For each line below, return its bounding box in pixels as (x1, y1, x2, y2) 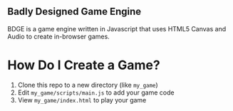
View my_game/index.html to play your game (17, 95, 147, 104)
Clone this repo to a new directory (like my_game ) (17, 80, 158, 89)
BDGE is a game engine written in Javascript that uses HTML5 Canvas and (7, 24, 227, 33)
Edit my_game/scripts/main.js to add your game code (17, 88, 175, 97)
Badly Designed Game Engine (7, 6, 142, 18)
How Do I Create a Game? (7, 57, 160, 73)
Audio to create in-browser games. (7, 32, 110, 41)
